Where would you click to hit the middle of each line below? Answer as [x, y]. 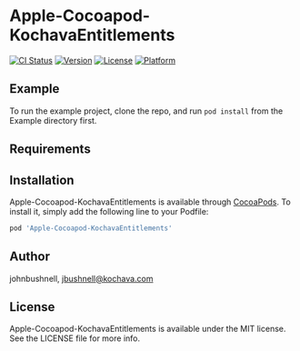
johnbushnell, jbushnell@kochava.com [81, 278]
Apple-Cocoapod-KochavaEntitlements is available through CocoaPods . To [150, 202]
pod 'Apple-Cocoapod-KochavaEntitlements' [91, 228]
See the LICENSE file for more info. [75, 338]
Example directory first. [53, 120]
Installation [42, 180]
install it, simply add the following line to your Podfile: [109, 211]
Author [30, 257]
